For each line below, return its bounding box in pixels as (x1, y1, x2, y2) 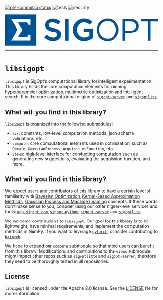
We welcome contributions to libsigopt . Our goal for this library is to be (5, 218, 149, 224)
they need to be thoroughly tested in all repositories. (5, 258, 110, 264)
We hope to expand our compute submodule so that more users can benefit (5, 243, 154, 249)
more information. (5, 290, 41, 296)
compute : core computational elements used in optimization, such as (12, 141, 148, 146)
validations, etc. (12, 136, 44, 142)
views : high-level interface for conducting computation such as (12, 151, 138, 157)
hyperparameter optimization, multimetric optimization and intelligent (5, 89, 143, 95)
